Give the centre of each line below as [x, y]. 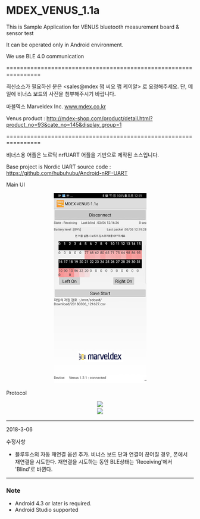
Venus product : [26, 118]
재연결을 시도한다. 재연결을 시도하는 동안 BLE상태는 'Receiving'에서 [93, 461]
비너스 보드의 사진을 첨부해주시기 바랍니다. [66, 93]
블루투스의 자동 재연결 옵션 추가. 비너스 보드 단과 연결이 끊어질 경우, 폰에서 [101, 454]
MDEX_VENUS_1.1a [53, 10]
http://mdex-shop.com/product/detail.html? [100, 118]
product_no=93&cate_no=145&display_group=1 [64, 124]
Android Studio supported [46, 510]
